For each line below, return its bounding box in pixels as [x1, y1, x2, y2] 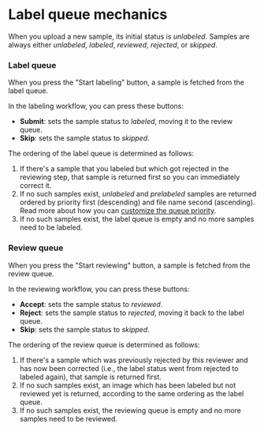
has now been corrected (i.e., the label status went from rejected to [19, 363, 239, 373]
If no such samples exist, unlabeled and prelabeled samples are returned [19, 189, 257, 199]
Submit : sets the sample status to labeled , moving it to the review [19, 117, 233, 126]
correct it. [19, 181, 52, 190]
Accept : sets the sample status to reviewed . [19, 299, 163, 309]
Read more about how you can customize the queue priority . [19, 206, 217, 215]
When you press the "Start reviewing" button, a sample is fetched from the [8, 260, 251, 270]
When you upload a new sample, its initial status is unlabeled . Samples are [8, 32, 250, 41]
